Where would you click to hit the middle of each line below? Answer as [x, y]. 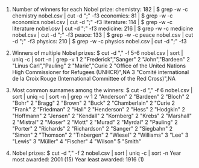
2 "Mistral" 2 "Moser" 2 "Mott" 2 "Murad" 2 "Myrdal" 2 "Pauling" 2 [95, 122]
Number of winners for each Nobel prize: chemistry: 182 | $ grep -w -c [100, 9]
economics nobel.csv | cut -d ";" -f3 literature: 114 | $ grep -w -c [92, 22]
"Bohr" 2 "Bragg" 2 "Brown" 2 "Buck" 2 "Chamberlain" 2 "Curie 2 [93, 103]
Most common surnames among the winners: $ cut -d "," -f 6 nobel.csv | [102, 90]
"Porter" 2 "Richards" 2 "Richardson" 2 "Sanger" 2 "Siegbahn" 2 [92, 129]
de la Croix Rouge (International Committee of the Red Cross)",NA [94, 79]
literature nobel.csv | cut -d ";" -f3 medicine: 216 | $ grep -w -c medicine [103, 28]
